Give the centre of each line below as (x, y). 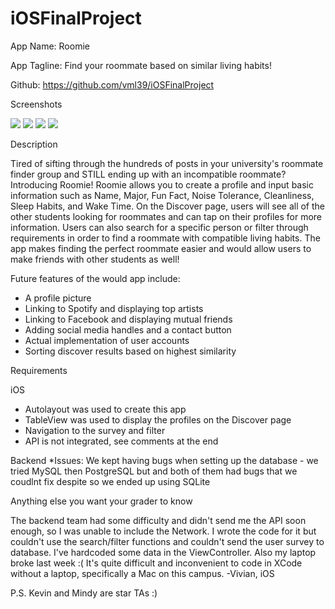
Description (34, 144)
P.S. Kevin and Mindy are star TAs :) (84, 593)
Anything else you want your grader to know (101, 501)
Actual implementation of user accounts (107, 340)
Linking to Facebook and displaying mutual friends (128, 319)
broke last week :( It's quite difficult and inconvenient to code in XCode (156, 563)
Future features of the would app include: (95, 278)
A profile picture (58, 298)
